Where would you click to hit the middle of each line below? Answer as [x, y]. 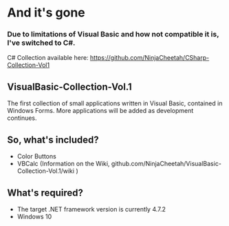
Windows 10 [34, 216]
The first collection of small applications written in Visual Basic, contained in [115, 103]
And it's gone [46, 13]
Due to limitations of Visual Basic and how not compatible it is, [113, 34]
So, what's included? [53, 140]
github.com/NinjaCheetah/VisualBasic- [166, 164]
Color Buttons [36, 156]
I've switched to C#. [41, 43]
